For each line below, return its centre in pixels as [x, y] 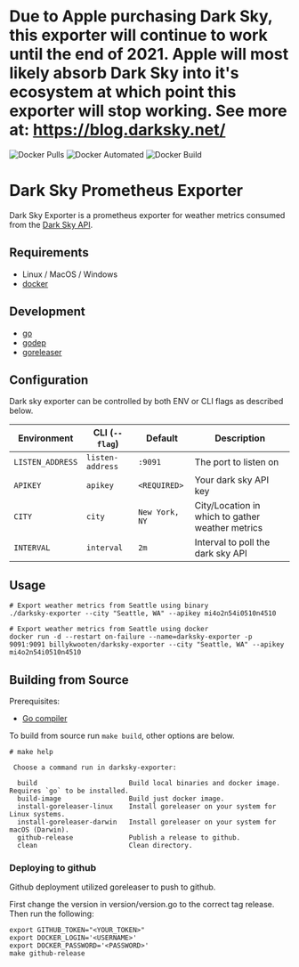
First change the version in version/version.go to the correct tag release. [142, 905]
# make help [31, 752]
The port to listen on [237, 462]
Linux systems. [37, 814]
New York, [158, 512]
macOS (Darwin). [39, 830]
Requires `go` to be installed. [69, 791]
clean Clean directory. [105, 845]
